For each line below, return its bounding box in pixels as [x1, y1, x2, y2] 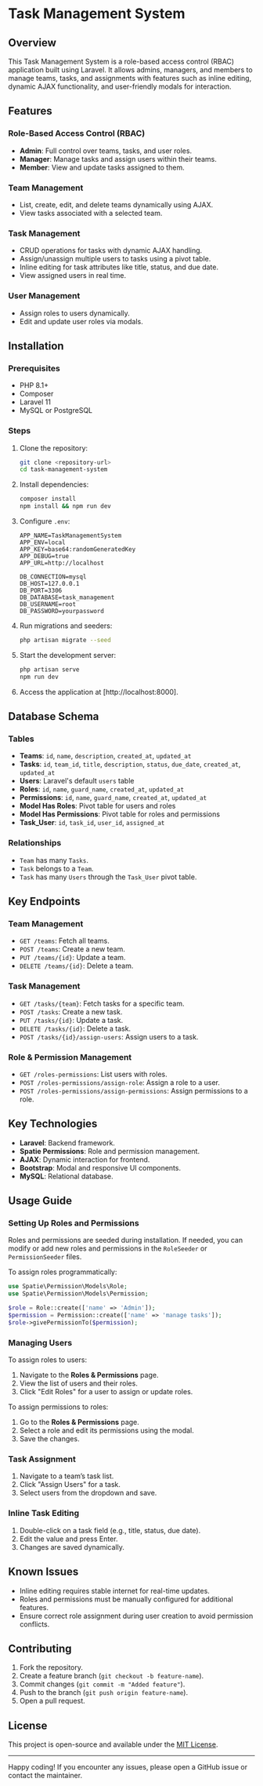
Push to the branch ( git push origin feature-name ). [19, 1688, 189, 1697]
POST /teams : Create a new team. [19, 944, 125, 954]
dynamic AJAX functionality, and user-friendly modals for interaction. [8, 82, 232, 91]
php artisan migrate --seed [19, 637, 111, 645]
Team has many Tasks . [19, 855, 88, 864]
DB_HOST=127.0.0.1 [19, 580, 80, 588]
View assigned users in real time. [19, 271, 127, 280]
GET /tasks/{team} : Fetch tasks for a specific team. [19, 999, 186, 1008]
